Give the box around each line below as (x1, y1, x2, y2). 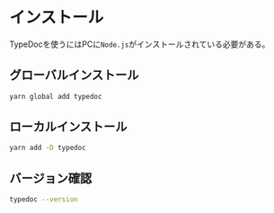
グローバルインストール (9, 67, 139, 83)
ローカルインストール (9, 120, 128, 135)
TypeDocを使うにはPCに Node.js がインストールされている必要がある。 (9, 39, 270, 49)
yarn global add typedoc (9, 92, 102, 101)
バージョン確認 (9, 171, 93, 186)
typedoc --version (9, 195, 78, 204)
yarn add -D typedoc (9, 144, 87, 153)
